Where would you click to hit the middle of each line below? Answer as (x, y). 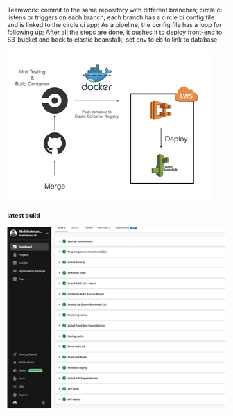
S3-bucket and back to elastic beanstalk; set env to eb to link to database (112, 40)
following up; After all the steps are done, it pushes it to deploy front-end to (115, 32)
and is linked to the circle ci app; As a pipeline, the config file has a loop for (114, 25)
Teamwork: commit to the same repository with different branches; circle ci (114, 10)
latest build (24, 215)
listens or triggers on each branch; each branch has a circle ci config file (111, 17)
